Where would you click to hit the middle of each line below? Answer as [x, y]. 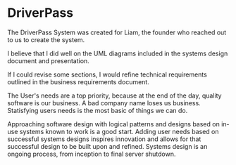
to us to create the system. [46, 39]
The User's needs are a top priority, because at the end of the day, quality [114, 95]
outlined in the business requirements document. [78, 81]
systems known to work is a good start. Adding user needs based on [119, 131]
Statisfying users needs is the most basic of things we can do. [98, 110]
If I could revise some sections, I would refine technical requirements [107, 74]
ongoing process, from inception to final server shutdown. [92, 154]
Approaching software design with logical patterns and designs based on [113, 124]
